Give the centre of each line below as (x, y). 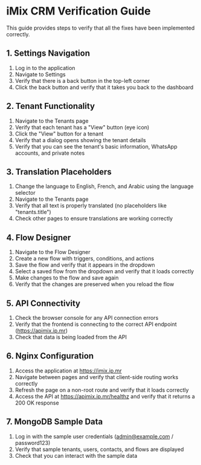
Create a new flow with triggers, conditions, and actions (85, 259)
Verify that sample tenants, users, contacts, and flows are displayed (99, 449)
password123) (33, 443)
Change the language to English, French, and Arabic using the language (104, 186)
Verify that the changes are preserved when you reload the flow (94, 284)
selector (25, 193)
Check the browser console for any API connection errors (87, 318)
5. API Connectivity (43, 303)
